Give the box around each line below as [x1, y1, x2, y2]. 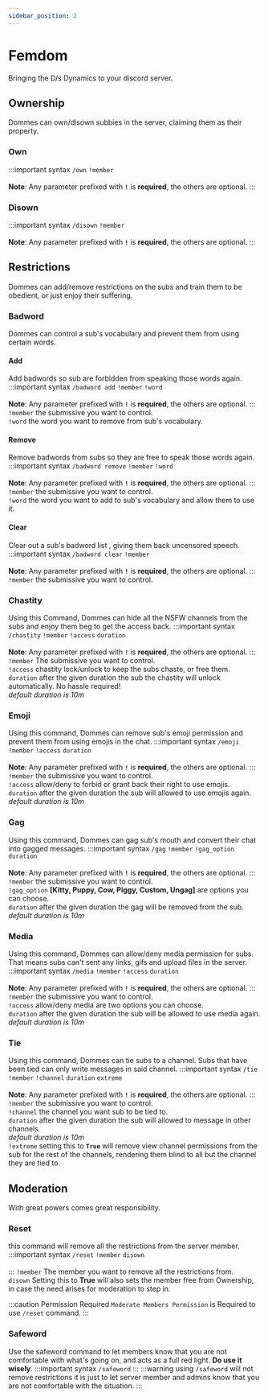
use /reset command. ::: [8, 1308, 90, 1318]
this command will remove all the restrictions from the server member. [8, 1241, 241, 1251]
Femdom [8, 46, 68, 64]
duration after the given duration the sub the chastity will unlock [8, 673, 221, 682]
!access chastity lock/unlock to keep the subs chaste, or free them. [8, 664, 230, 674]
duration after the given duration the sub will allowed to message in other [8, 1115, 251, 1125]
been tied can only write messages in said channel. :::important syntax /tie [8, 1064, 258, 1074]
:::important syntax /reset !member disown [8, 1250, 145, 1259]
